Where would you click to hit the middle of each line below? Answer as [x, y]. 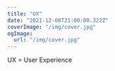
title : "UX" [25, 14]
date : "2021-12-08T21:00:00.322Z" [58, 20]
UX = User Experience [40, 60]
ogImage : [20, 33]
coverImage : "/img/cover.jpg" [52, 27]
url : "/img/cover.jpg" [47, 40]
